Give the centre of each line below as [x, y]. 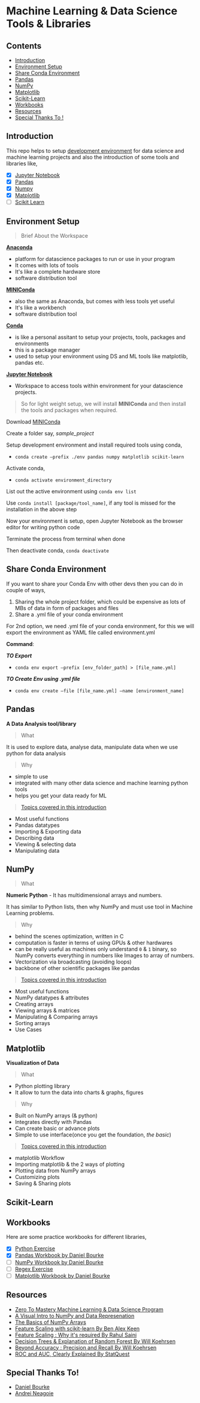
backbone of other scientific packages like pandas [77, 968]
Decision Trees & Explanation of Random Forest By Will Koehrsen [95, 1341]
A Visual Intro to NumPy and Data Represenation [75, 1316]
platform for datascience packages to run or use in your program [95, 259]
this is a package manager [47, 350]
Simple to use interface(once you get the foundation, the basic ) [93, 1135]
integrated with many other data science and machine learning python [101, 783]
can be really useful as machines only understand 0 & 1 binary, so [96, 949]
